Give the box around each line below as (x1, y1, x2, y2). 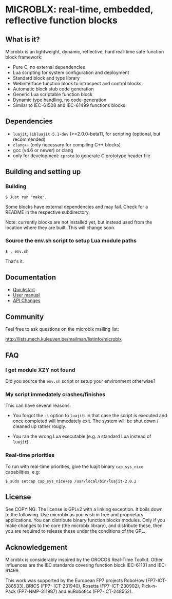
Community (5, 312, 44, 321)
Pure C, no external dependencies (12, 64, 85, 70)
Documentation (5, 273, 56, 282)
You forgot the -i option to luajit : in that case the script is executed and (12, 413, 167, 419)
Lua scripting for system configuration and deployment (12, 69, 129, 76)
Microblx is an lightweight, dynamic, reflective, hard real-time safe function (5, 49, 164, 54)
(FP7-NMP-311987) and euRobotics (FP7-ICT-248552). (17, 588, 133, 594)
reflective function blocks (5, 14, 118, 26)
